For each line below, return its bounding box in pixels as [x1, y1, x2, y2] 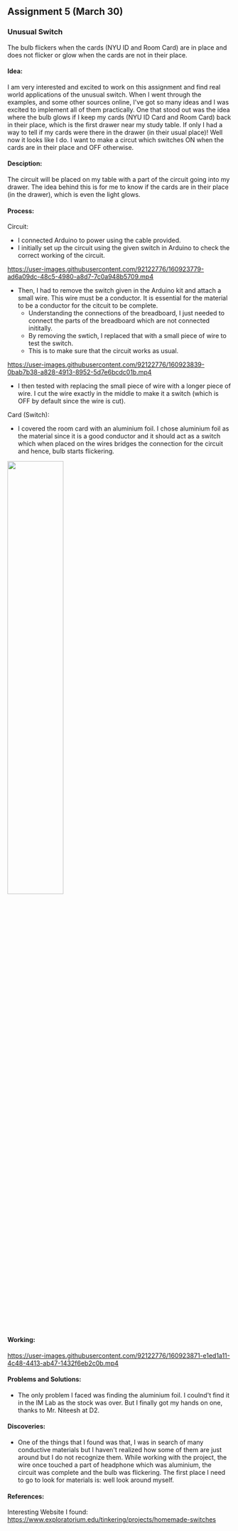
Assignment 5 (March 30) [7, 6, 124, 18]
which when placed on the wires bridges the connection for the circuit [17, 440, 224, 448]
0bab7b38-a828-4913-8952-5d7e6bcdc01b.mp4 [7, 368, 152, 377]
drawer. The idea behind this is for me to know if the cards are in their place [7, 183, 229, 191]
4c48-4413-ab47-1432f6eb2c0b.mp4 [7, 1358, 119, 1367]
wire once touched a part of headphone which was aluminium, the [17, 1460, 212, 1469]
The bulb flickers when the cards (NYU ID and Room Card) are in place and [7, 43, 227, 52]
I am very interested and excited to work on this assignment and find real [7, 82, 221, 91]
